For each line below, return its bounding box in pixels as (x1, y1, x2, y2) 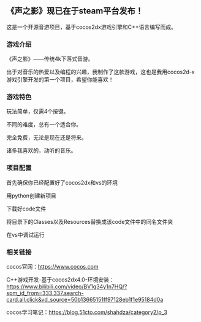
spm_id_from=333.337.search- (6, 289, 84, 296)
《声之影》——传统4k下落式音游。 (6, 55, 94, 63)
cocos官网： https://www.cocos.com (6, 263, 99, 270)
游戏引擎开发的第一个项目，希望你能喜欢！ (6, 76, 114, 83)
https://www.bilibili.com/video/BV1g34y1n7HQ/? (6, 283, 127, 290)
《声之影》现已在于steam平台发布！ (6, 6, 144, 17)
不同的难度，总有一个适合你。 (6, 121, 82, 128)
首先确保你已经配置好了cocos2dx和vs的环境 (6, 178, 118, 186)
